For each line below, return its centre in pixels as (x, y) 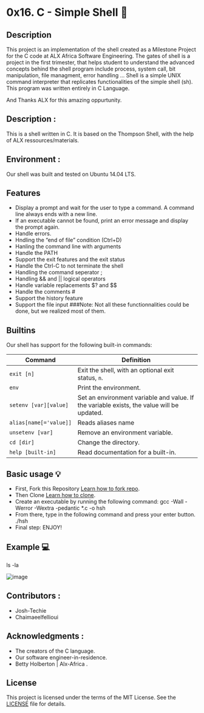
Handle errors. (33, 234)
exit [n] (22, 374)
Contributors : (33, 596)
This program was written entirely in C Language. (68, 88)
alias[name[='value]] (40, 423)
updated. (90, 413)
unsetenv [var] (31, 433)
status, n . (90, 378)
